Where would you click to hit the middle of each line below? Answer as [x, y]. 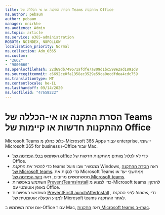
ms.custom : [16, 56]
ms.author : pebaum [24, 14]
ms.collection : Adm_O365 [31, 51]
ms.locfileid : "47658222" [32, 92]
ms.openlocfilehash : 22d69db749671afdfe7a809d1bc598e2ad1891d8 [72, 70]
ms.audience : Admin [25, 28]
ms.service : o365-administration [40, 38]
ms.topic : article [24, 33]
